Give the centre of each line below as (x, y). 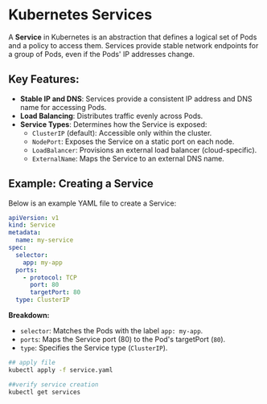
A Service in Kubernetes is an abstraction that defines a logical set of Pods (133, 37)
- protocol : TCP (50, 277)
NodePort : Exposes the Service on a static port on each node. (133, 141)
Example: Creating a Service (81, 184)
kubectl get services (45, 392)
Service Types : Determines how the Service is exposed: (113, 124)
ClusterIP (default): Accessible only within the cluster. (122, 133)
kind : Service (32, 225)
